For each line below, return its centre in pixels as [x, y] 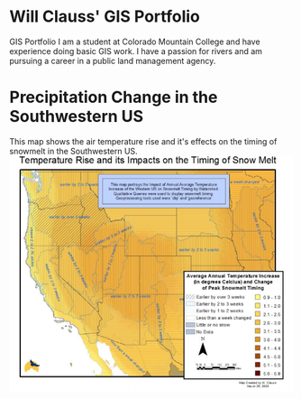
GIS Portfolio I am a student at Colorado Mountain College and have [135, 42]
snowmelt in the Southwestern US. [73, 151]
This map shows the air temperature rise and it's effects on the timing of [143, 141]
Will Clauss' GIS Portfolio [105, 17]
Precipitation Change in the [114, 97]
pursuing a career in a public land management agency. [113, 60]
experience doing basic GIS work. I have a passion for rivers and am [136, 51]
